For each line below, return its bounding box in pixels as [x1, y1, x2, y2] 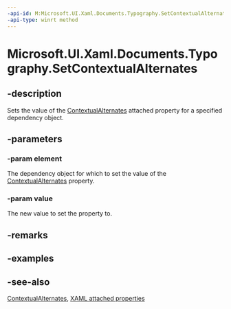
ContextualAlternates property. [7, 176, 95, 185]
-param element [7, 154, 63, 163]
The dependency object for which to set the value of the [7, 170, 167, 178]
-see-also [7, 276, 50, 288]
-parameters [7, 133, 63, 145]
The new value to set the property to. [7, 209, 112, 218]
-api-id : [7, 10, 32, 17]
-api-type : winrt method [7, 16, 78, 23]
